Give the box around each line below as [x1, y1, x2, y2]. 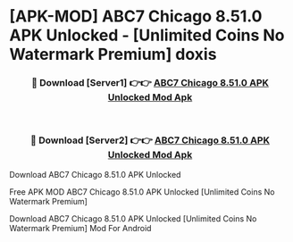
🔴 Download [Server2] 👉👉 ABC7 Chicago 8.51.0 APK [29, 134, 271, 146]
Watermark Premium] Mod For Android [9, 222, 152, 233]
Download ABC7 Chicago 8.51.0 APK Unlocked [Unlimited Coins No [9, 213, 257, 224]
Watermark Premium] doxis [9, 45, 217, 64]
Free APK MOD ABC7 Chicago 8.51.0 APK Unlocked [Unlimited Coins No [9, 186, 275, 197]
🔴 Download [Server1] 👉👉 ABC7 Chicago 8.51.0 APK [30, 77, 270, 89]
